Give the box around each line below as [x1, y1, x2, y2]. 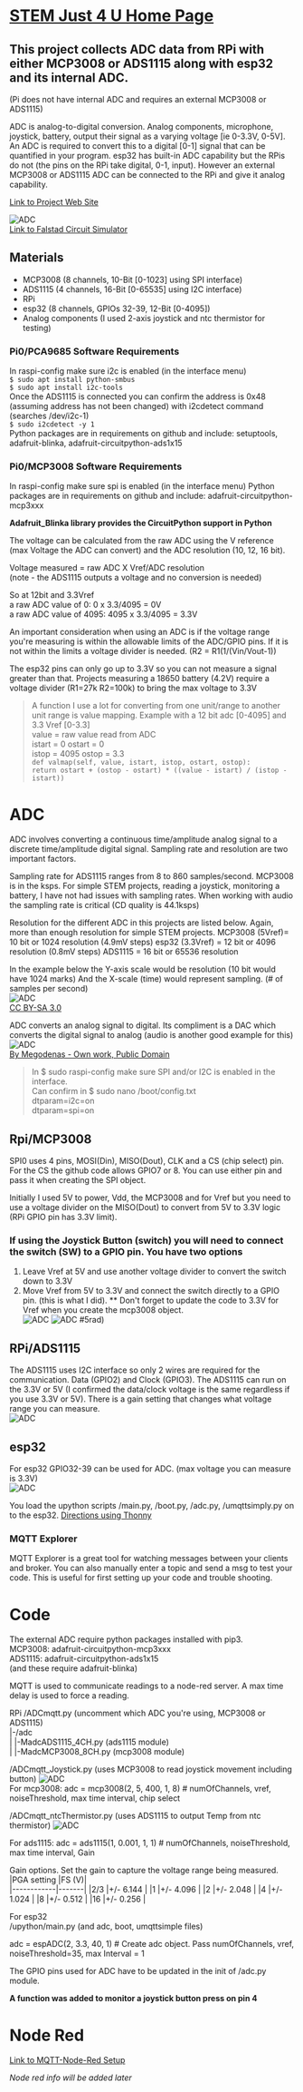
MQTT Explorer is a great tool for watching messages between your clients [9, 1553, 289, 1564]
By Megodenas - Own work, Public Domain [9, 1049, 170, 1060]
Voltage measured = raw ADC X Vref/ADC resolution [9, 562, 205, 573]
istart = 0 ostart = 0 [31, 738, 105, 749]
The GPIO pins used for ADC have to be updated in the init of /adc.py [9, 1966, 267, 1977]
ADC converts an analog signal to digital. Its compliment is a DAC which [9, 1020, 277, 1031]
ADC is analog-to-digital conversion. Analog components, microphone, [9, 122, 274, 132]
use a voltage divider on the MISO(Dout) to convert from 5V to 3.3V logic [9, 1202, 281, 1213]
